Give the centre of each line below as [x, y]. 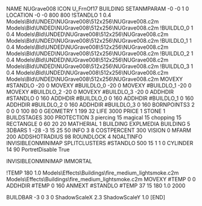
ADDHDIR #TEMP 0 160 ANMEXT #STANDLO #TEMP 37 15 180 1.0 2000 [96, 186]
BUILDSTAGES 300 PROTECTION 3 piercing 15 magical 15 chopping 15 [94, 117]
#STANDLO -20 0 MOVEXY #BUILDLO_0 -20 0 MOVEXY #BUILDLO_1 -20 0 [99, 86]
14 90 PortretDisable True [38, 149]
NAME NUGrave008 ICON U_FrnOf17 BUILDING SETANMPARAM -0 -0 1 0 [98, 9]
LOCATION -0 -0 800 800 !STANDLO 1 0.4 [59, 15]
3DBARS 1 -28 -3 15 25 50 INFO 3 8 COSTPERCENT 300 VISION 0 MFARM [99, 130]
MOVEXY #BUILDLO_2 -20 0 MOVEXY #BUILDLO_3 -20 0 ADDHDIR [90, 92]
